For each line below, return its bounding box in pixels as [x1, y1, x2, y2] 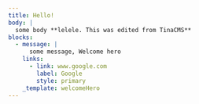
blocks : [8, 33, 34, 41]
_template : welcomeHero [22, 84, 101, 92]
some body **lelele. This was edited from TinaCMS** [15, 26, 192, 34]
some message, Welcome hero [28, 48, 122, 56]
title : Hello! [8, 11, 55, 20]
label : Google [36, 70, 83, 77]
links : [22, 56, 44, 63]
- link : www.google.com [28, 63, 108, 70]
